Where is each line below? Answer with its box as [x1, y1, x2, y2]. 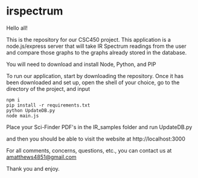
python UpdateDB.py [6, 107, 56, 113]
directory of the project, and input [6, 85, 91, 92]
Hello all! [6, 24, 28, 31]
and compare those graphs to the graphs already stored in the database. [6, 48, 187, 56]
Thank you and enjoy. [6, 165, 60, 172]
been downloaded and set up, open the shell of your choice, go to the [6, 79, 180, 86]
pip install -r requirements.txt [6, 102, 91, 108]
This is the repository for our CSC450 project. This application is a [6, 36, 171, 43]
